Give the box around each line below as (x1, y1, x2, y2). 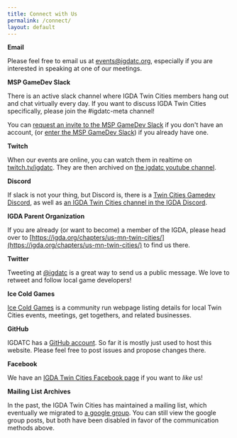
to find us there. (143, 241, 190, 249)
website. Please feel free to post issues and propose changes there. (7, 346, 206, 355)
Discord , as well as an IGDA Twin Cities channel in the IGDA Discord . (7, 198, 208, 207)
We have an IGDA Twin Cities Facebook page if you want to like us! (7, 373, 204, 382)
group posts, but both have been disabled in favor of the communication (7, 416, 219, 425)
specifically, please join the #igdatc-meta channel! (7, 107, 155, 116)
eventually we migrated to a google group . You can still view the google (7, 409, 216, 417)
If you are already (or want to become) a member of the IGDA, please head (7, 226, 226, 234)
